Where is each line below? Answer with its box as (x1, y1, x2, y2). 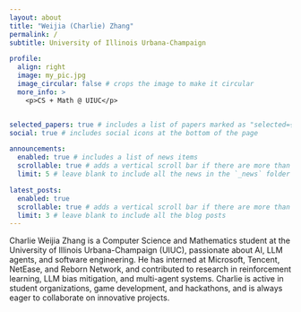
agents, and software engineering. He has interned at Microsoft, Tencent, (9, 255, 280, 265)
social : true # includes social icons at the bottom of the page (9, 128, 258, 137)
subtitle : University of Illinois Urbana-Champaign (9, 38, 206, 48)
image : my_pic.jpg (17, 71, 87, 81)
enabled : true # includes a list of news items (17, 153, 199, 162)
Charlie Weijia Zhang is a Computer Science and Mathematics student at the (9, 235, 291, 247)
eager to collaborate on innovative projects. (9, 292, 170, 303)
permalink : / (9, 30, 58, 39)
